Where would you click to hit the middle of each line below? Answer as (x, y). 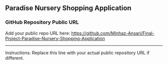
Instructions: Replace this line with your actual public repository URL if (77, 53)
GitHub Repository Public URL (42, 22)
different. (14, 58)
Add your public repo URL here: (38, 33)
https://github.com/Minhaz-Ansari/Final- (113, 33)
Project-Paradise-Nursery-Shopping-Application (55, 38)
